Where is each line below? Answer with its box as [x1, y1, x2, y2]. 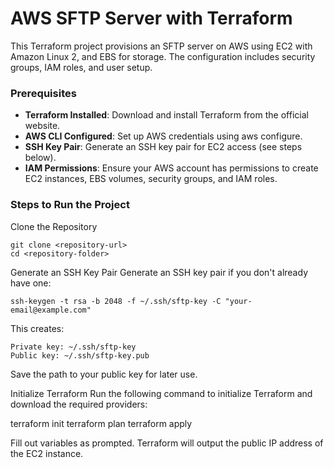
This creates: [10, 322, 65, 334]
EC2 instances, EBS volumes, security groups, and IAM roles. [24, 173, 278, 185]
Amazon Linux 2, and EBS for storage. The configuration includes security [10, 50, 316, 62]
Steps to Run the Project [10, 198, 130, 212]
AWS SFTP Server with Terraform [10, 7, 293, 30]
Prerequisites [10, 86, 77, 100]
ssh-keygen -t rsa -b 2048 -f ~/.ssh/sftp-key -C [10, 296, 222, 306]
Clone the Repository [10, 220, 98, 232]
